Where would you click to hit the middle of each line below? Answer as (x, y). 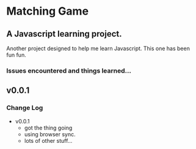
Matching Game (48, 11)
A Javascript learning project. (64, 34)
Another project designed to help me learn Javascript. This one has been (98, 48)
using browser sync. (50, 134)
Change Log (25, 108)
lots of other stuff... (48, 140)
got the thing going (48, 128)
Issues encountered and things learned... (69, 70)
